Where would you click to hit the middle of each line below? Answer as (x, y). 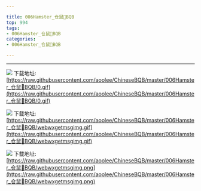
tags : (13, 28)
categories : (21, 39)
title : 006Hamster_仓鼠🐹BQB (40, 17)
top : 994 (17, 22)
